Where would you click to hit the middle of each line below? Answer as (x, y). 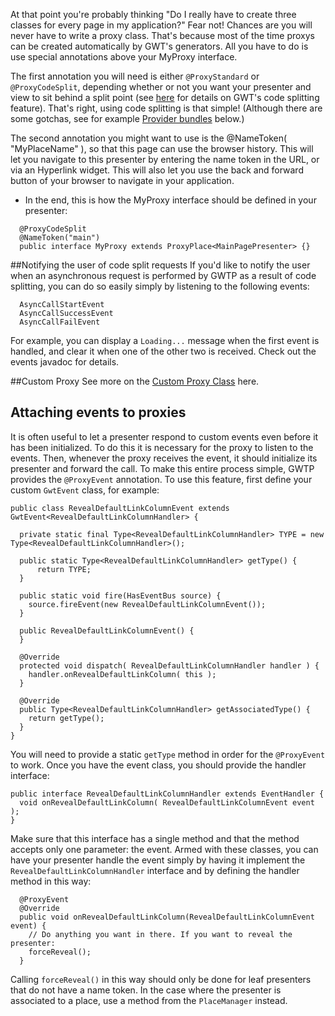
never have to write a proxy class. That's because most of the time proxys (163, 35)
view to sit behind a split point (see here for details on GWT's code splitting (165, 97)
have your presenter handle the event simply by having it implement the (158, 860)
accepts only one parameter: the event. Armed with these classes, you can (164, 849)
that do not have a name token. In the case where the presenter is (146, 990)
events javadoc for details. (65, 362)
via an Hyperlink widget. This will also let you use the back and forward (157, 170)
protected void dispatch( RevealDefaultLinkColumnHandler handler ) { (169, 665)
